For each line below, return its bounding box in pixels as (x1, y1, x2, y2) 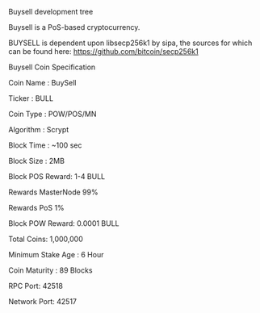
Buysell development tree (8, 7, 94, 16)
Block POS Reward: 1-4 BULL (8, 172, 106, 181)
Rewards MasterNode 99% (8, 187, 99, 197)
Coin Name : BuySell (8, 78, 77, 87)
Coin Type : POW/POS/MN (8, 109, 97, 119)
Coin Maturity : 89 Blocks (8, 265, 93, 275)
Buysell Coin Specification (8, 62, 96, 72)
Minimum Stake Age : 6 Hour (8, 250, 104, 259)
